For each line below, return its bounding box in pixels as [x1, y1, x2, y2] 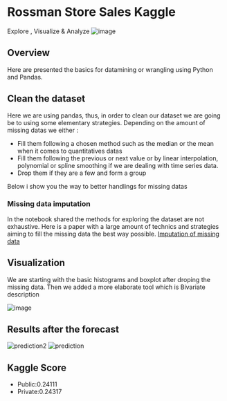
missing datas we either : [7, 126, 79, 134]
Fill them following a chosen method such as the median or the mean [17, 139, 215, 147]
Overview [7, 47, 51, 59]
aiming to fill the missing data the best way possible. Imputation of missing [7, 230, 220, 238]
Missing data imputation [7, 199, 91, 209]
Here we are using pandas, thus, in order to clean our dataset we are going [7, 111, 221, 120]
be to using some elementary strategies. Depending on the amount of [7, 118, 206, 127]
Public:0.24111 [17, 380, 57, 389]
